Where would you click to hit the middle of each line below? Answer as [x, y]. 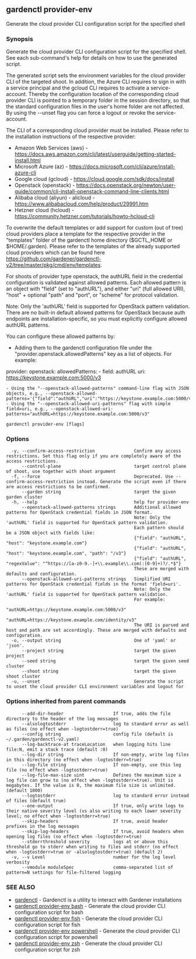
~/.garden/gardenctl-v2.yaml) [43, 739]
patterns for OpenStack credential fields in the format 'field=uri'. [94, 584]
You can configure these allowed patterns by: [61, 337]
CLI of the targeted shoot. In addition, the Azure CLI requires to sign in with [96, 82]
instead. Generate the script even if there [132, 482]
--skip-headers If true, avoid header [94, 821]
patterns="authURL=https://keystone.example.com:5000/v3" [78, 414]
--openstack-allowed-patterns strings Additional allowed [101, 508]
